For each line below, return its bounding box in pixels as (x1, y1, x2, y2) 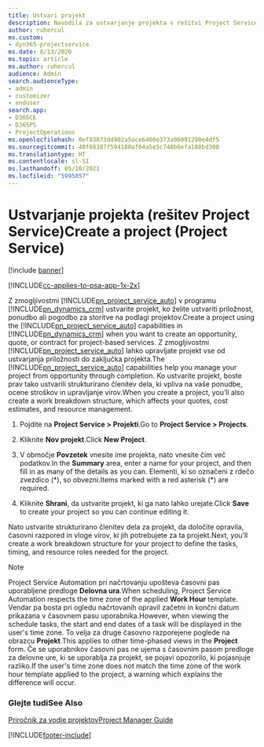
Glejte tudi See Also (8, 697, 83, 708)
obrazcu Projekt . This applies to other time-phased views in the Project (8, 635, 238, 645)
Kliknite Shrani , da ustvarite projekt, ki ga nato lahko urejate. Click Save (19, 498, 250, 507)
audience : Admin (8, 70, 61, 78)
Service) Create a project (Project (8, 223, 228, 240)
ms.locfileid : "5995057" (8, 172, 90, 181)
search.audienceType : (8, 77, 79, 85)
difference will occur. (8, 677, 76, 687)
